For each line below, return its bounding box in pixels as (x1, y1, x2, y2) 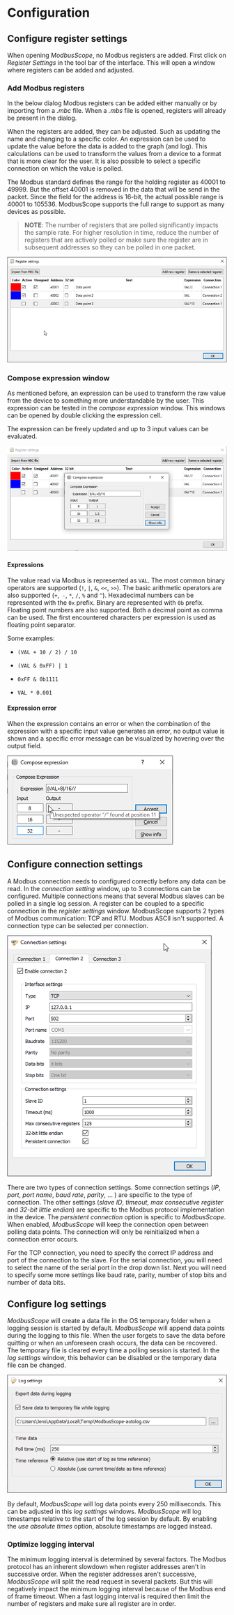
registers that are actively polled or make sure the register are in (24, 235, 209, 245)
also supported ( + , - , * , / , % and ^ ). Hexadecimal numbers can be (7, 591, 194, 599)
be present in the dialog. (7, 114, 77, 123)
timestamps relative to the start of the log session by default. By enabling (7, 1514, 217, 1523)
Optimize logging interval (7, 1539, 95, 1549)
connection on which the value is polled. (7, 164, 123, 173)
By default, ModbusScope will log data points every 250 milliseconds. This (7, 1499, 221, 1508)
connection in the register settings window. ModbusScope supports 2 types (7, 906, 225, 915)
